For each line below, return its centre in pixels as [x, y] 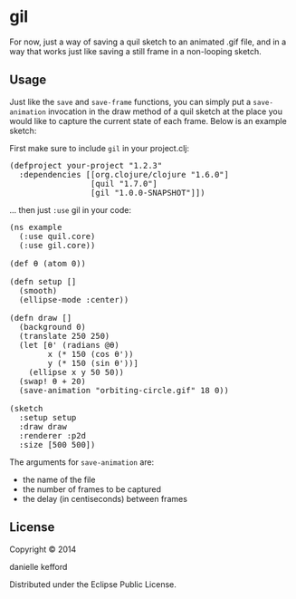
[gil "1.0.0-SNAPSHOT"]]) [148, 193]
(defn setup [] [43, 281]
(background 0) [52, 327]
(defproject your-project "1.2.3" [86, 165]
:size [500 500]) [57, 444]
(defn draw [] [41, 318]
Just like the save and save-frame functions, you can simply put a [130, 101]
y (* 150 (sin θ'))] [93, 363]
